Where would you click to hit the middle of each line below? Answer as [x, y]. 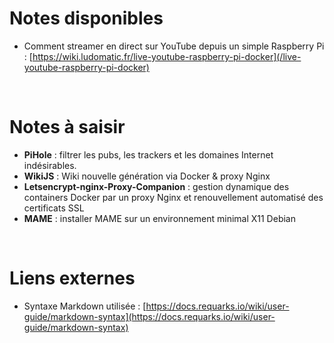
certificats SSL [54, 208]
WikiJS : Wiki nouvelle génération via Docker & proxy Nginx [147, 176]
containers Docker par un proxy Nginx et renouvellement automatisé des [173, 197]
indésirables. [50, 165]
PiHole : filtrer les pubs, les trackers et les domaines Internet [148, 154]
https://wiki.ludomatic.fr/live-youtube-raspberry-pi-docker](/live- [167, 56]
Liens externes [72, 278]
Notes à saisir [67, 127]
